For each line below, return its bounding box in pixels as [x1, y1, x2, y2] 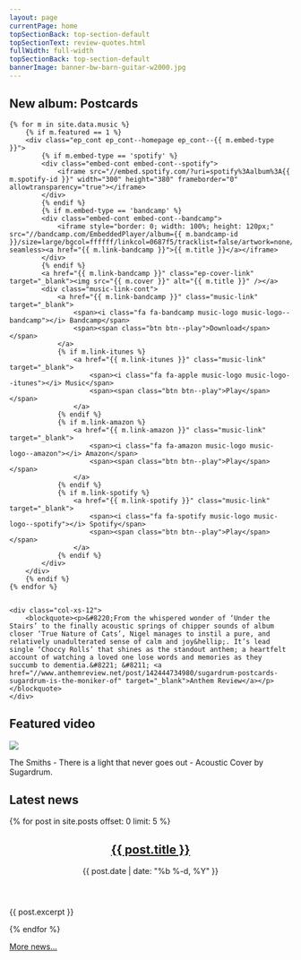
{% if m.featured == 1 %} [25, 127, 123, 137]
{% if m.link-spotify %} [56, 488, 150, 497]
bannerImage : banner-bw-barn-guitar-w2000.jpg [9, 64, 186, 73]
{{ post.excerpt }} [9, 906, 74, 918]
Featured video [9, 716, 96, 732]
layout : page [9, 13, 58, 22]
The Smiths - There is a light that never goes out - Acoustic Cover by [9, 757, 264, 767]
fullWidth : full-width [9, 47, 94, 56]
